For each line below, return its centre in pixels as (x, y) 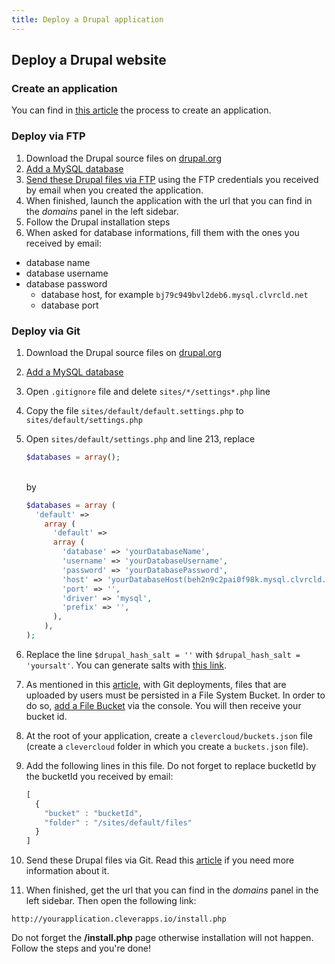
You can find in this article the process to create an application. (141, 110)
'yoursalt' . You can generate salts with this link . (126, 665)
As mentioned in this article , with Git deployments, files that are (156, 684)
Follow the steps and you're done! (81, 948)
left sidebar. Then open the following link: (111, 901)
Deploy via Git (46, 331)
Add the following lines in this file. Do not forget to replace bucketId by (171, 765)
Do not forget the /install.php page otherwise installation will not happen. (162, 938)
